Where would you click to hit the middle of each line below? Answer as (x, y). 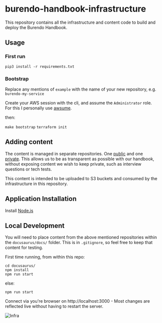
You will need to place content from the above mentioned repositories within (81, 237)
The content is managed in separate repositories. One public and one (74, 154)
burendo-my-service (25, 94)
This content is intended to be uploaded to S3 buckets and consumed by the (81, 178)
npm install (17, 270)
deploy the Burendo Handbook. (36, 27)
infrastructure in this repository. (37, 184)
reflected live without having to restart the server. (54, 307)
